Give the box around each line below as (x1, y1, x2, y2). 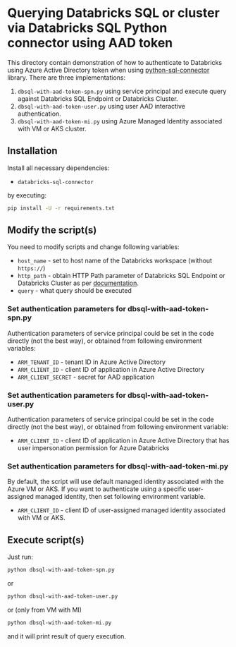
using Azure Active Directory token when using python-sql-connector (7, 66, 210, 74)
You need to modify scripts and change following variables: (7, 243, 180, 251)
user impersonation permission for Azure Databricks (17, 444, 170, 452)
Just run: (7, 552, 34, 562)
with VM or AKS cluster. (17, 124, 87, 133)
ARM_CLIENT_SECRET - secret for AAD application (17, 373, 155, 381)
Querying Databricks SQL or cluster (7, 5, 220, 21)
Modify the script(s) (7, 224, 97, 236)
